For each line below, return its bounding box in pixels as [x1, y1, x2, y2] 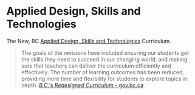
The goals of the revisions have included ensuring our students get [21, 49, 190, 56]
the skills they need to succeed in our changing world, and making [21, 55, 188, 63]
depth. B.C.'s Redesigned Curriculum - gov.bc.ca [21, 81, 144, 89]
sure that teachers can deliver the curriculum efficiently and [21, 62, 171, 69]
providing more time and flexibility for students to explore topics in [21, 75, 188, 82]
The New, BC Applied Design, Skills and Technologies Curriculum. [6, 37, 171, 44]
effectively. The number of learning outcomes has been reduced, [21, 68, 184, 76]
